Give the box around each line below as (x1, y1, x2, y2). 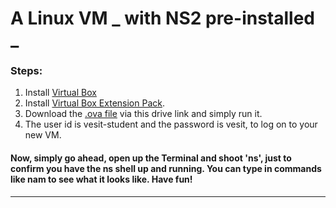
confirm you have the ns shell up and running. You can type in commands (10, 163, 322, 175)
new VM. (24, 129, 62, 141)
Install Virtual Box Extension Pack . (24, 97, 165, 109)
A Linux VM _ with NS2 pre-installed (10, 7, 315, 30)
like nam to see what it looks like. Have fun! (10, 173, 193, 186)
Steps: (10, 64, 43, 78)
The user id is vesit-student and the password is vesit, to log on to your (24, 118, 318, 131)
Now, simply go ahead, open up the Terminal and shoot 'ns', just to (10, 152, 292, 164)
